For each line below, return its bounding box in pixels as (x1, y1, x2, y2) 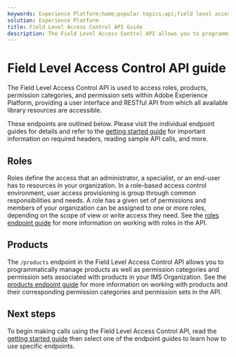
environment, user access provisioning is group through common (7, 189, 197, 197)
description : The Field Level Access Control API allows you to (7, 30, 199, 37)
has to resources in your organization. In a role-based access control (7, 181, 207, 189)
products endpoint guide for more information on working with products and (7, 280, 228, 289)
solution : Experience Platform (7, 17, 99, 24)
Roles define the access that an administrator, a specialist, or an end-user (7, 174, 221, 182)
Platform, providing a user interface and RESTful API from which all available (7, 99, 228, 107)
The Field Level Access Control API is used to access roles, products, (7, 84, 209, 92)
